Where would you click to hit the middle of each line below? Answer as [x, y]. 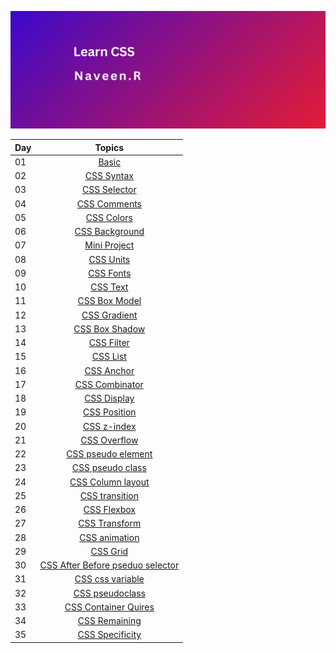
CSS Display [109, 398]
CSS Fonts [110, 273]
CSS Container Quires [109, 607]
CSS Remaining [109, 621]
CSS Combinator [109, 384]
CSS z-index [110, 426]
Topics [109, 147]
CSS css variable [109, 579]
